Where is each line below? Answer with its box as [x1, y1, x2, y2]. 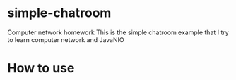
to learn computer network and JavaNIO [7, 35, 125, 44]
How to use [7, 60, 75, 76]
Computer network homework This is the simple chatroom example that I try [7, 28, 230, 36]
